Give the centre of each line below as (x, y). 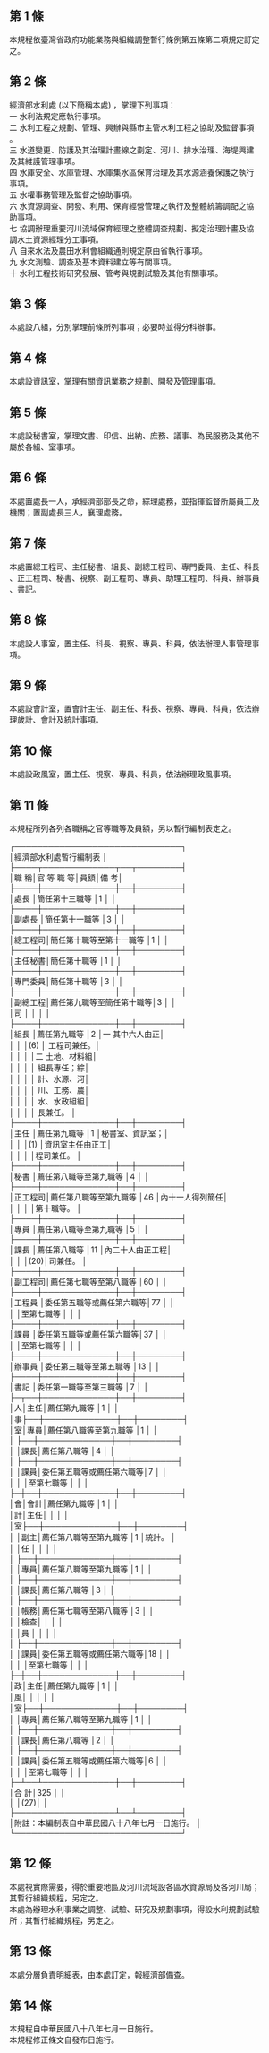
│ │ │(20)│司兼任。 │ (48, 1260)
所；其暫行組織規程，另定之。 (64, 1920)
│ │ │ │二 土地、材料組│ (54, 1056)
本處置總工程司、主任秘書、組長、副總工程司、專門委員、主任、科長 (134, 567)
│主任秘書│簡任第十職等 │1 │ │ (66, 960)
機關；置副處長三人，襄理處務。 (68, 512)
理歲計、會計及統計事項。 (56, 720)
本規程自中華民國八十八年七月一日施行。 (84, 2029)
